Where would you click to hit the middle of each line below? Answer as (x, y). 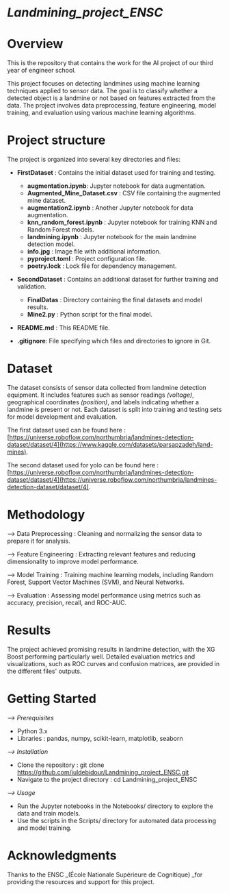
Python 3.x (32, 731)
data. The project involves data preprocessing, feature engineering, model (112, 106)
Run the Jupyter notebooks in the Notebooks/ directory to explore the (115, 806)
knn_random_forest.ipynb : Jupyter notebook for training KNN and (122, 222)
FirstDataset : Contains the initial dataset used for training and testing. (116, 173)
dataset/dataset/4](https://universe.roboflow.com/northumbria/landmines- (112, 480)
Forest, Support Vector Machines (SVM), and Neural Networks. (96, 582)
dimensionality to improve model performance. (73, 561)
